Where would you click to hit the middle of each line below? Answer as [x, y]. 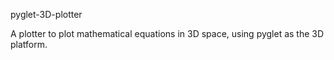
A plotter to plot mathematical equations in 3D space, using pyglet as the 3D [167, 33]
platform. [29, 44]
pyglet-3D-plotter [46, 14]
